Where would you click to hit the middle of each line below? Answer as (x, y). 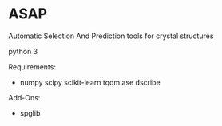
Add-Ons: (24, 97)
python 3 (23, 51)
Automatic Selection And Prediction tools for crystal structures (111, 36)
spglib (30, 113)
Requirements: (32, 67)
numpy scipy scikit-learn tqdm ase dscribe (90, 82)
